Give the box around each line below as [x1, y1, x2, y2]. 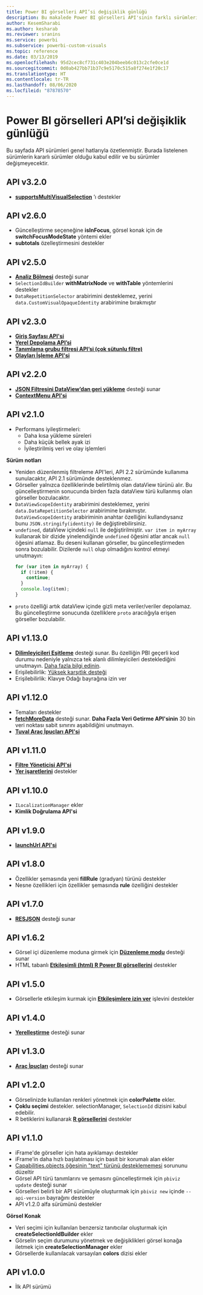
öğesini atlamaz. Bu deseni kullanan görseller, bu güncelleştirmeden [14, 539, 185, 546]
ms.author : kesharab [6, 25, 59, 32]
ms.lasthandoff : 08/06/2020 [6, 82, 77, 88]
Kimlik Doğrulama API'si [14, 808, 77, 815]
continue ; [26, 575, 51, 581]
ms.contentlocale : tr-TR [6, 76, 69, 82]
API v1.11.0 [6, 745, 47, 756]
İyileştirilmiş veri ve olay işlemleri [24, 444, 106, 452]
